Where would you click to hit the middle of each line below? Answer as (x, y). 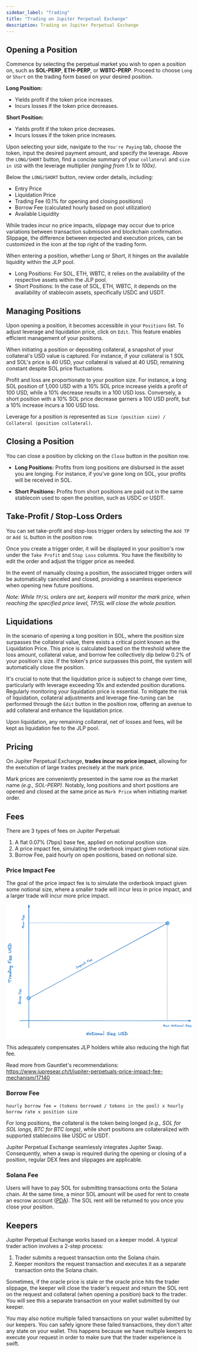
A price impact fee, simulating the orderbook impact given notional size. (102, 849)
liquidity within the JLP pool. (40, 262)
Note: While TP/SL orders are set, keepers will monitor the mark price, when (98, 597)
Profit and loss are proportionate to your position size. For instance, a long (96, 380)
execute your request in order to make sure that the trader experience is (94, 1337)
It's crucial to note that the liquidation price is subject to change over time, (97, 679)
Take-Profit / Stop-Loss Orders (64, 516)
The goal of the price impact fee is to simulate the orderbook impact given (97, 883)
